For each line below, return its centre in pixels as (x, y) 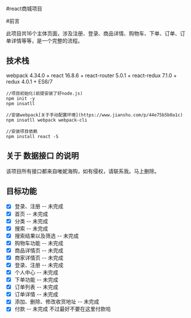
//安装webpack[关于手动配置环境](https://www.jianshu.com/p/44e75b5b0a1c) (95, 115)
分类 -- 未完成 (31, 221)
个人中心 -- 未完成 (36, 272)
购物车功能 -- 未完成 (39, 243)
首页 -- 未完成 (31, 214)
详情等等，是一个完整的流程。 (47, 41)
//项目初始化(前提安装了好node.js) (44, 93)
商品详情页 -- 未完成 (39, 250)
